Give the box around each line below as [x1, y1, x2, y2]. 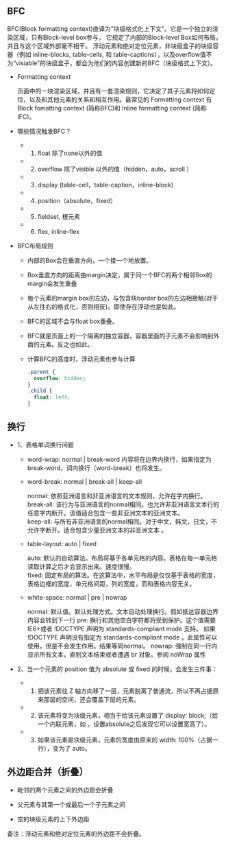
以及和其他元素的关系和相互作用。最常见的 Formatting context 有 [29, 95, 212, 104]
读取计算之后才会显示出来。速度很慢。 [27, 562, 136, 570]
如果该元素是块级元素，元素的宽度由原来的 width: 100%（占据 [37, 736, 212, 744]
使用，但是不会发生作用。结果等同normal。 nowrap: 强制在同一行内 [27, 642, 218, 650]
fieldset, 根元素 [37, 212, 81, 220]
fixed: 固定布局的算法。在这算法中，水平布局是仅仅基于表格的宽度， [27, 571, 219, 579]
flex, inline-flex [37, 227, 80, 235]
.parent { [27, 368, 56, 375]
